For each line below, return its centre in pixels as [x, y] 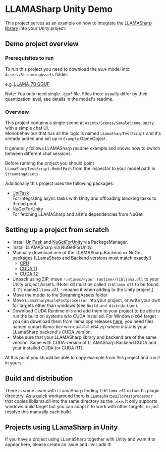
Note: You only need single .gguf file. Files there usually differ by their [77, 94]
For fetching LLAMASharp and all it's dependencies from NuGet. [78, 214]
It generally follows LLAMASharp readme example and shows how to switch [83, 148]
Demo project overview [42, 44]
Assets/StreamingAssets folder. [37, 74]
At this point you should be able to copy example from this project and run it [83, 357]
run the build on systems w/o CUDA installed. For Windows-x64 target [84, 316]
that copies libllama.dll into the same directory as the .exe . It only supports [81, 401]
